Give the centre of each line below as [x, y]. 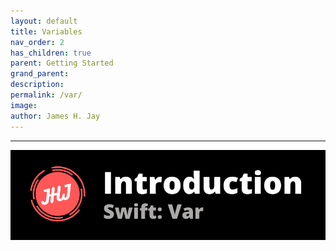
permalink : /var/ [46, 95]
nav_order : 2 [37, 42]
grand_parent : [40, 74]
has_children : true [51, 53]
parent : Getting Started [62, 63]
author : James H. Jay [55, 116]
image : [24, 105]
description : [37, 85]
